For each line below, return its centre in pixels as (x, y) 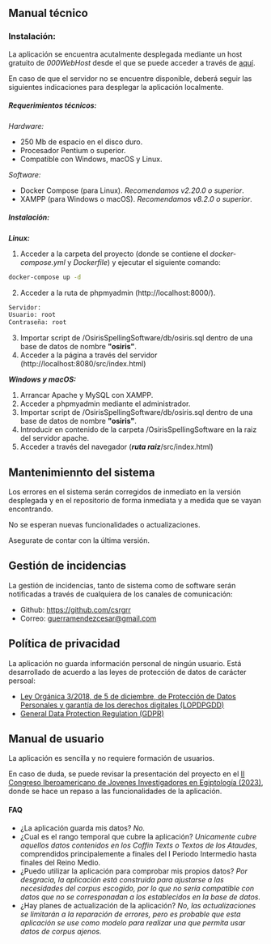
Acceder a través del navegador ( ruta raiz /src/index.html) (116, 447)
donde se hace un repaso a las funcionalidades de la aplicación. (115, 791)
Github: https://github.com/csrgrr (76, 609)
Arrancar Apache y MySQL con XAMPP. (87, 395)
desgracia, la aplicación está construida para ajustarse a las (122, 879)
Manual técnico (49, 13)
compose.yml (43, 262)
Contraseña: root (38, 322)
